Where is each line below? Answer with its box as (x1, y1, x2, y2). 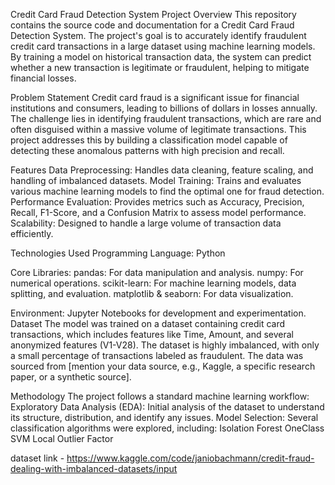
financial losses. (10, 72, 77, 84)
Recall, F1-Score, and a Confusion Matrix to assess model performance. (10, 207, 307, 218)
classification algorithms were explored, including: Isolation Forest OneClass (10, 422, 325, 434)
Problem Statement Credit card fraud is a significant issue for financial (10, 92, 300, 103)
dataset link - (10, 452, 65, 464)
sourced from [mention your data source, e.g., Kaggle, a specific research (10, 360, 316, 372)
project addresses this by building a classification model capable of (10, 134, 288, 146)
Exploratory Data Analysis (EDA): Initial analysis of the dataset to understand (10, 401, 325, 413)
